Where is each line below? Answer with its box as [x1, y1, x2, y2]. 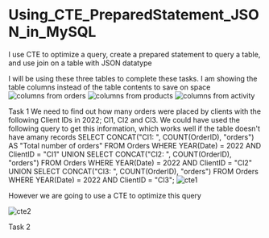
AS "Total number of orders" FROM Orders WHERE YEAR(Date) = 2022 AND [8, 140, 262, 150]
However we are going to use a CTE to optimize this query [8, 190, 201, 200]
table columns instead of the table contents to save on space [8, 82, 211, 92]
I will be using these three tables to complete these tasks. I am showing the [8, 73, 258, 83]
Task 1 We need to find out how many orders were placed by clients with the [8, 106, 262, 116]
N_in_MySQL [8, 23, 97, 41]
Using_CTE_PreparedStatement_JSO [8, 6, 259, 24]
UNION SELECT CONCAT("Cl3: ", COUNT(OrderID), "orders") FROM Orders [8, 166, 259, 176]
